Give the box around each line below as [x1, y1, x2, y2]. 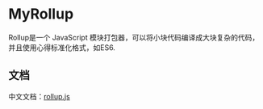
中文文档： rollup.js [8, 91, 70, 101]
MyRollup [8, 5, 74, 23]
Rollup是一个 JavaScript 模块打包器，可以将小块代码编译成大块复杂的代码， [8, 32, 260, 42]
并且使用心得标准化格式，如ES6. [8, 42, 115, 52]
